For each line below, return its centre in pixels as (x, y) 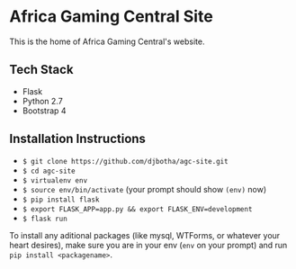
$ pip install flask (61, 200)
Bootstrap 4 (44, 111)
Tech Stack (41, 70)
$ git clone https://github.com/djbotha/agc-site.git (125, 161)
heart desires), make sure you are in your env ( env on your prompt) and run (148, 245)
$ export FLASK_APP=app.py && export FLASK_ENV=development (137, 209)
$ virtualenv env (55, 180)
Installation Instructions (78, 139)
